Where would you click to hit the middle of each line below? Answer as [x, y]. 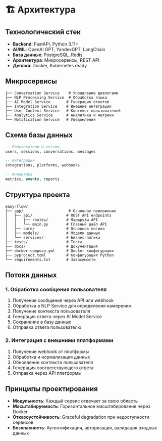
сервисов [23, 422]
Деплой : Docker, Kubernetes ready [50, 65]
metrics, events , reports [32, 179]
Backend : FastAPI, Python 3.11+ [45, 44]
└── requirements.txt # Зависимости [50, 259]
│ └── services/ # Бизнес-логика [53, 237]
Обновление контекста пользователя [53, 362]
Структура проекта [38, 195]
